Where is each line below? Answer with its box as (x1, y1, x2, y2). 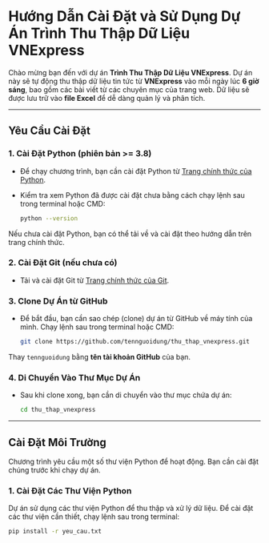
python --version (19, 214, 78, 223)
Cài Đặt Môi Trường (8, 436, 106, 449)
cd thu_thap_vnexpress (19, 406, 96, 414)
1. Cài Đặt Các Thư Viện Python (8, 485, 132, 496)
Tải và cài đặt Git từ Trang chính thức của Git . (19, 276, 170, 285)
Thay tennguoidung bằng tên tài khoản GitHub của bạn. (8, 352, 191, 361)
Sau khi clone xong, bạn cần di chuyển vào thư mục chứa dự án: (19, 390, 232, 400)
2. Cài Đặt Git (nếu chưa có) (8, 257, 118, 268)
